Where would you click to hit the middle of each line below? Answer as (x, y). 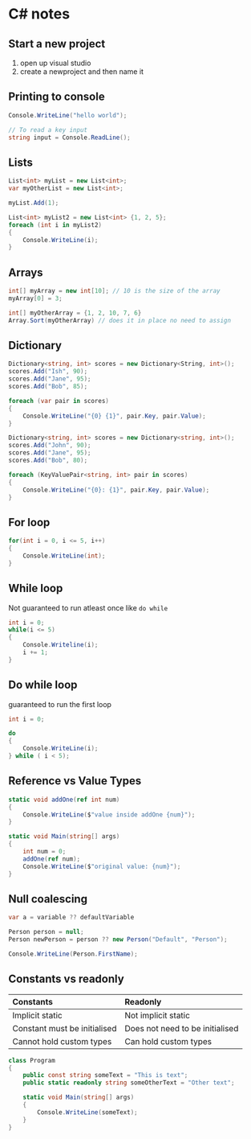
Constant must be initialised (65, 1028)
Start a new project (57, 44)
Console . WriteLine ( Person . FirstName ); (73, 954)
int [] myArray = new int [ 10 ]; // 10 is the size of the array (114, 291)
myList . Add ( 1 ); (34, 203)
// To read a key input (48, 130)
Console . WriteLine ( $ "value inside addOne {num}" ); (109, 814)
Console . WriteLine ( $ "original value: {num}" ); (102, 866)
